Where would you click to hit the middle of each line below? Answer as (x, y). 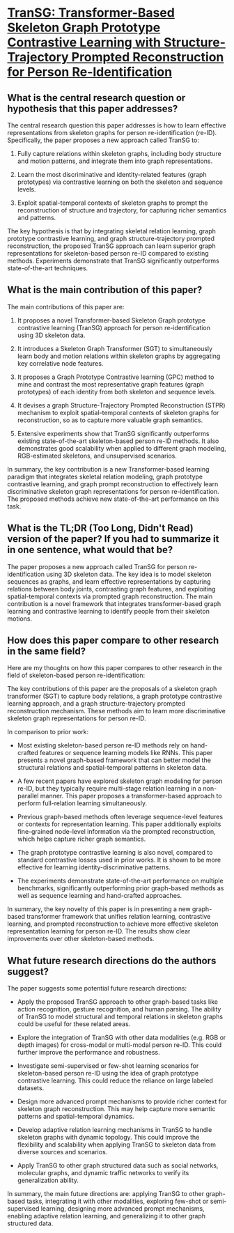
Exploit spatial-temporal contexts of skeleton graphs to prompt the (112, 203)
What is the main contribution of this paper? (105, 290)
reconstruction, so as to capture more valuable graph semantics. (110, 420)
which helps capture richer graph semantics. (81, 839)
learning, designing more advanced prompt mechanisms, (123, 1209)
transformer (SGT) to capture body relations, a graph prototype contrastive (115, 696)
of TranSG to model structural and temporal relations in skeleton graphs (120, 1017)
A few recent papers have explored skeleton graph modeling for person (120, 781)
